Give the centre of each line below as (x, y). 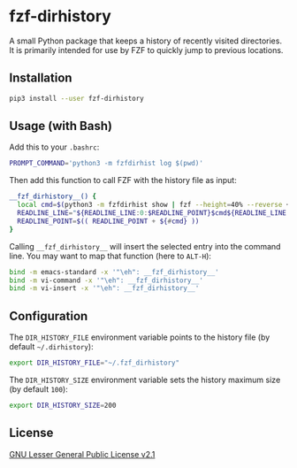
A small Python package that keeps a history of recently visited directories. (146, 41)
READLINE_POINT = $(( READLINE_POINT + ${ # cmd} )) (108, 221)
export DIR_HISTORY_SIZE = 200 (63, 405)
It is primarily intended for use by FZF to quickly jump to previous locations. (146, 50)
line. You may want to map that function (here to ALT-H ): (110, 256)
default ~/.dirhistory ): (52, 347)
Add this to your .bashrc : (54, 147)
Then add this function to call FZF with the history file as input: (123, 180)
